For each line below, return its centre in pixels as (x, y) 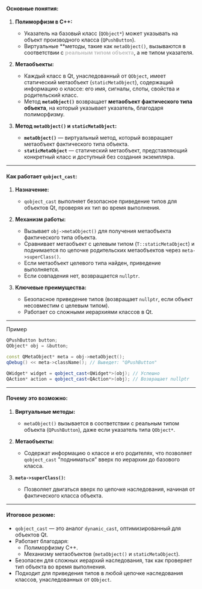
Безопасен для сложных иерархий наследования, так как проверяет (103, 561)
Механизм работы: (40, 219)
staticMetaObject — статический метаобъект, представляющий (106, 151)
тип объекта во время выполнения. (60, 567)
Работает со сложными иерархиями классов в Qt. (88, 312)
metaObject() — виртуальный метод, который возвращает (98, 138)
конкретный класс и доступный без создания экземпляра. (99, 157)
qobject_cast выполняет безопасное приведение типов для (100, 201)
